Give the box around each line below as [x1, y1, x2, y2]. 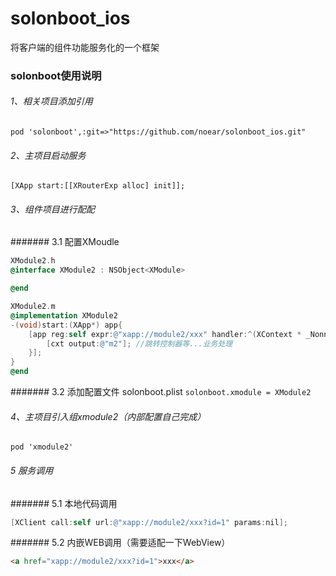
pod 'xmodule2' [10, 442, 74, 452]
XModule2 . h [10, 256, 56, 266]
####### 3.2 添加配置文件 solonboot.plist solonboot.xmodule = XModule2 [10, 386, 312, 398]
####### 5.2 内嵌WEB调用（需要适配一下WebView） [10, 537, 231, 549]
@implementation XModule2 [10, 310, 118, 321]
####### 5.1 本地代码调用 [10, 497, 118, 509]
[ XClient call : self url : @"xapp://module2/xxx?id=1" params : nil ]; [10, 517, 288, 527]
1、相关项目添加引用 [10, 95, 93, 107]
